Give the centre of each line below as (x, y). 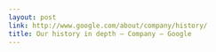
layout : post (32, 17)
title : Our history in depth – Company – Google (100, 33)
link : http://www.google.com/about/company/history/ (108, 26)
